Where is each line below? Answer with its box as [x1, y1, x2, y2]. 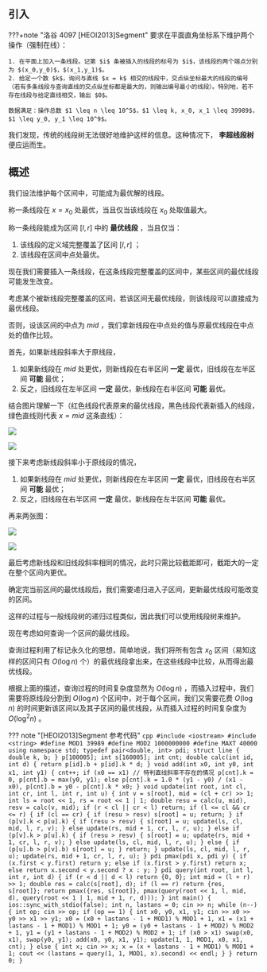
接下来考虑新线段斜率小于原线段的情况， [8, 458, 141, 467]
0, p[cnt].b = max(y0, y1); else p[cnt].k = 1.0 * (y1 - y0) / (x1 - [8, 776, 244, 784]
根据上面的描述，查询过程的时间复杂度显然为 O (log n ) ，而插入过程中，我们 [8, 683, 254, 693]
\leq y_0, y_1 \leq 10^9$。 [18, 114, 111, 123]
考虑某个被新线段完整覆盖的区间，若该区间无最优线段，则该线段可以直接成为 [8, 293, 259, 304]
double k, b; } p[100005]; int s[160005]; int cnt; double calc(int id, [8, 753, 254, 761]
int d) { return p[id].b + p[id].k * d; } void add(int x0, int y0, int [8, 760, 254, 769]
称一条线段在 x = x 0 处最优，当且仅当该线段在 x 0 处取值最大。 [8, 205, 212, 216]
